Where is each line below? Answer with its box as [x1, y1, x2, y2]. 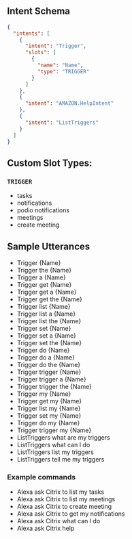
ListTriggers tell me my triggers [16, 455, 105, 463]
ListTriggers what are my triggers [16, 433, 110, 441]
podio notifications [16, 206, 70, 214]
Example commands [7, 472, 76, 481]
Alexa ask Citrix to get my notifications [16, 510, 125, 518]
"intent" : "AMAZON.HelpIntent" [24, 100, 114, 107]
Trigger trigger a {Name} [16, 375, 86, 383]
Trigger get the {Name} [16, 294, 83, 303]
